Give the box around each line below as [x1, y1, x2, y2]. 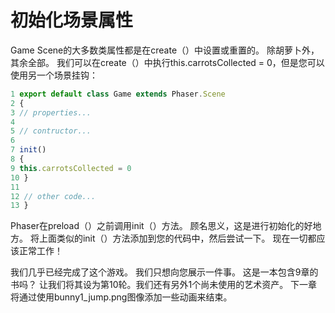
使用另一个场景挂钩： [10, 69, 98, 81]
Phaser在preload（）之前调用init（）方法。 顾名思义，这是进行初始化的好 [10, 220, 313, 232]
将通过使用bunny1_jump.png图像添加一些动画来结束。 [10, 291, 233, 303]
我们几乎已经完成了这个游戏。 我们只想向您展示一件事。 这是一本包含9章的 [10, 266, 319, 278]
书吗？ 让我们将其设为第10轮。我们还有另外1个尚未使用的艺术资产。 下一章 [10, 279, 318, 291]
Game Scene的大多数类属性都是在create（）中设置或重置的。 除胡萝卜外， [10, 44, 320, 56]
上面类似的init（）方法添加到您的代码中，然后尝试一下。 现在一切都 [38, 232, 317, 245]
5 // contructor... [10, 126, 92, 136]
